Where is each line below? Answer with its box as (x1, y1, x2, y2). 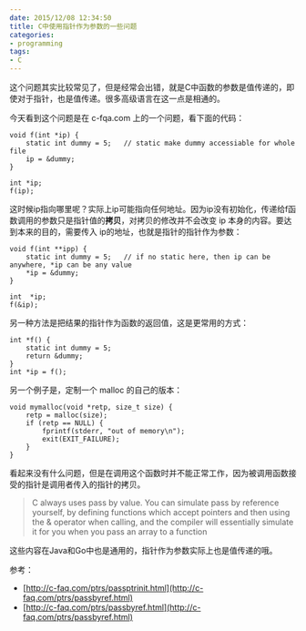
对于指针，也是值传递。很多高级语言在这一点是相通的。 (16, 93, 225, 104)
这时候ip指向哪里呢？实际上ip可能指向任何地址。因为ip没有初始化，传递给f (9, 204, 289, 214)
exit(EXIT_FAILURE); (42, 434, 120, 443)
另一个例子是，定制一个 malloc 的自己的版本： (9, 384, 183, 395)
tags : (9, 47, 30, 56)
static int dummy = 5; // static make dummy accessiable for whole (25, 138, 296, 148)
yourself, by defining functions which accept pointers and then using (31, 507, 291, 517)
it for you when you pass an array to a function (31, 526, 208, 537)
